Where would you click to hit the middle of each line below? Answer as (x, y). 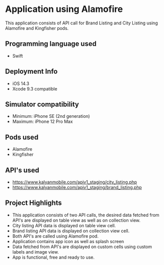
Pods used (22, 137)
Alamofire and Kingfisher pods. (37, 28)
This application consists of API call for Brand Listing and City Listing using (82, 23)
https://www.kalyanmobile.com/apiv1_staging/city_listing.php (75, 182)
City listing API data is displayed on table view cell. (64, 225)
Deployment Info (31, 71)
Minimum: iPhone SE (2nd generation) (51, 116)
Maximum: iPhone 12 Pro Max (43, 122)
